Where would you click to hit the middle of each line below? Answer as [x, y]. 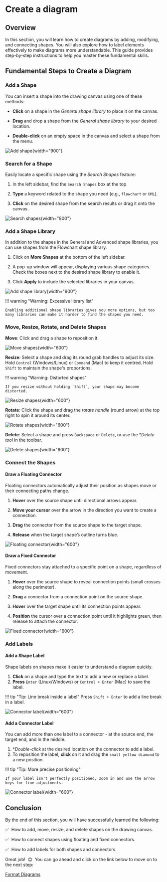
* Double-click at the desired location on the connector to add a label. [83, 749]
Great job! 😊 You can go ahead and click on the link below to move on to [81, 860]
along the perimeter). [34, 587]
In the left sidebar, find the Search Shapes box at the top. [70, 184]
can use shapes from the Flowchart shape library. [56, 247]
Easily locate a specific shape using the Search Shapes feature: [71, 174]
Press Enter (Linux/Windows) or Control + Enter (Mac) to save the [81, 682]
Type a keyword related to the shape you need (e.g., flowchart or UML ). [85, 193]
